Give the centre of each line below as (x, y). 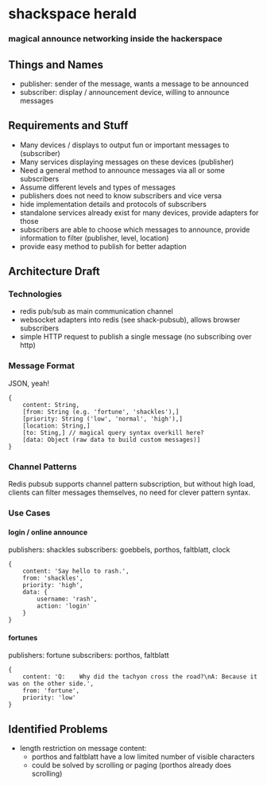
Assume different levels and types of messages (98, 187)
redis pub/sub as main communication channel (96, 311)
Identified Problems (58, 729)
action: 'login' (64, 606)
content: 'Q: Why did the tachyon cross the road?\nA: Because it (140, 677)
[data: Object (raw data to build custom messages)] (112, 440)
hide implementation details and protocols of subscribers (113, 204)
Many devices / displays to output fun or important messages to (124, 145)
